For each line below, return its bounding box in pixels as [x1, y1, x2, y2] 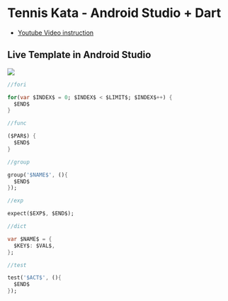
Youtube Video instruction [17, 28, 94, 37]
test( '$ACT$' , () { [7, 274, 62, 281]
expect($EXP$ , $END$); [7, 210, 74, 217]
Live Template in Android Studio [7, 49, 152, 61]
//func [7, 120, 27, 127]
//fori [7, 81, 27, 88]
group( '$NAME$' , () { [7, 171, 69, 178]
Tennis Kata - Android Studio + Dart [7, 5, 222, 21]
